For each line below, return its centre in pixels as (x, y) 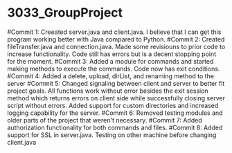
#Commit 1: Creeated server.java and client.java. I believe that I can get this (114, 32)
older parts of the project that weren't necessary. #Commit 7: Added (105, 120)
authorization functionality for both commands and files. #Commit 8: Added (115, 127)
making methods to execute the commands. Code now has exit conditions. (114, 69)
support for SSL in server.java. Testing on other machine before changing (112, 135)
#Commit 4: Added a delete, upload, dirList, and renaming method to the (111, 76)
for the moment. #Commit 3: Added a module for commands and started (110, 61)
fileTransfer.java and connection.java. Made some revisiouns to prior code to (116, 46)
